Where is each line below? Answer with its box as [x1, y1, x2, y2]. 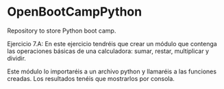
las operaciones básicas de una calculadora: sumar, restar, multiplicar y [7, 47, 210, 55]
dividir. [7, 54, 26, 62]
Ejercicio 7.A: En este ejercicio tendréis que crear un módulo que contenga [7, 39, 217, 48]
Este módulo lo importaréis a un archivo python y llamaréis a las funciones [7, 67, 217, 75]
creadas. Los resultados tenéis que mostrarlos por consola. [7, 74, 175, 82]
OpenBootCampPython [7, 4, 142, 20]
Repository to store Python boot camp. [7, 26, 116, 35]
